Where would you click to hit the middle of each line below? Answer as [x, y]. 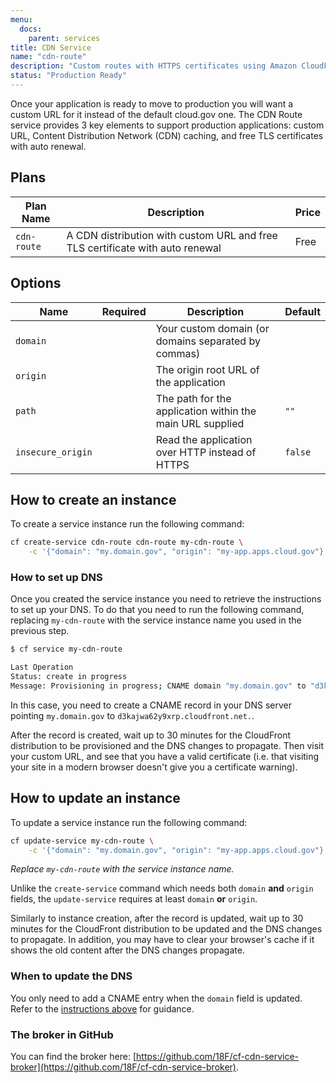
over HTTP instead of [206, 452]
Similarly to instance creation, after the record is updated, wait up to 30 [157, 918]
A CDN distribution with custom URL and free [172, 235]
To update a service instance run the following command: [129, 822]
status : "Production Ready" [69, 76]
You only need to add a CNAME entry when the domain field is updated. [156, 998]
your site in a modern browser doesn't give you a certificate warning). [154, 767]
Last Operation [42, 667]
